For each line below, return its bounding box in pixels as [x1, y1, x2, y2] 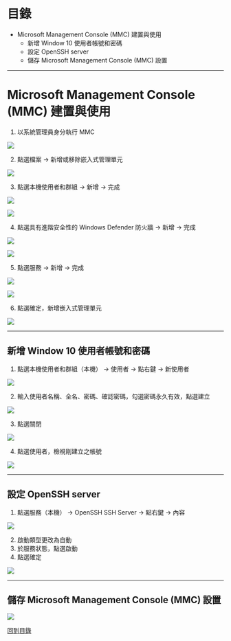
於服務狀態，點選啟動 [16, 544, 78, 552]
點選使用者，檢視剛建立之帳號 [16, 447, 102, 456]
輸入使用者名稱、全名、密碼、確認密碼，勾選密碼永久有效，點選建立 [16, 392, 210, 401]
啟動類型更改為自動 [16, 535, 72, 543]
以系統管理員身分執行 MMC [16, 128, 95, 136]
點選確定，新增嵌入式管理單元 [16, 304, 102, 312]
